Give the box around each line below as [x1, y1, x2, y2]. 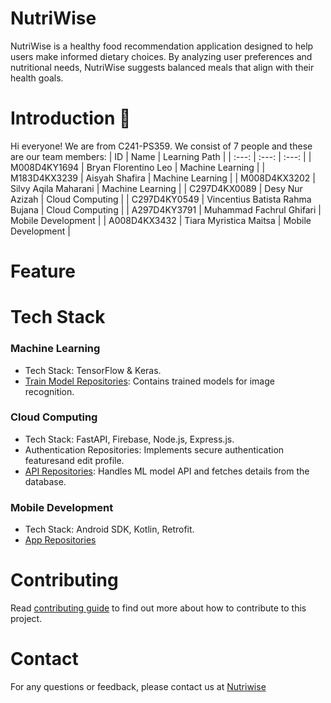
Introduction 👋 [10, 107, 132, 130]
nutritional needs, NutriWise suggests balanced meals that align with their [10, 61, 315, 73]
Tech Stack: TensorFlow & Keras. [24, 364, 162, 376]
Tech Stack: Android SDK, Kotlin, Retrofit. [24, 523, 195, 536]
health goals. [10, 72, 64, 84]
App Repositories [24, 534, 97, 546]
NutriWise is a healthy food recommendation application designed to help [10, 40, 314, 52]
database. [24, 475, 67, 487]
